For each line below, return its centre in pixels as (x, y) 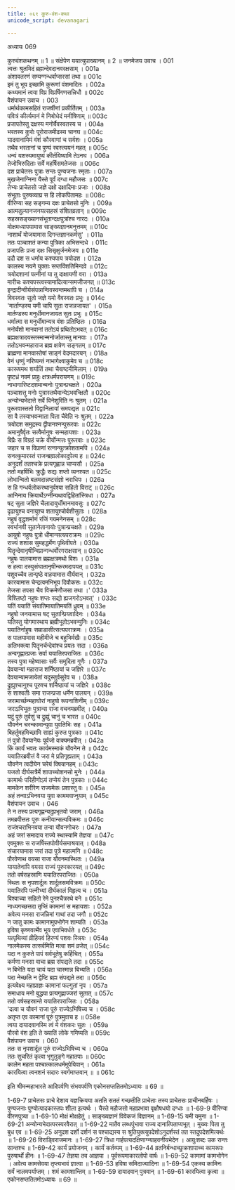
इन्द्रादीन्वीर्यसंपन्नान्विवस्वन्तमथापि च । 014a (55, 289)
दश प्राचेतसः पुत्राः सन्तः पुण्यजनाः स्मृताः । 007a (60, 171)
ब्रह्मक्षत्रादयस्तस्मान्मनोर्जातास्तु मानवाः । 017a (58, 337)
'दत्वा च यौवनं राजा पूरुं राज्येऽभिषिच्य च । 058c (61, 1009)
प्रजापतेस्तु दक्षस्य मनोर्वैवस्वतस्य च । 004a (55, 124)
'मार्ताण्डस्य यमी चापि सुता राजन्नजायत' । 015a (60, 306)
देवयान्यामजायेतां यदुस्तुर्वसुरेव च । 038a (53, 677)
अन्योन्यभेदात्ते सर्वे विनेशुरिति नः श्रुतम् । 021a (57, 400)
